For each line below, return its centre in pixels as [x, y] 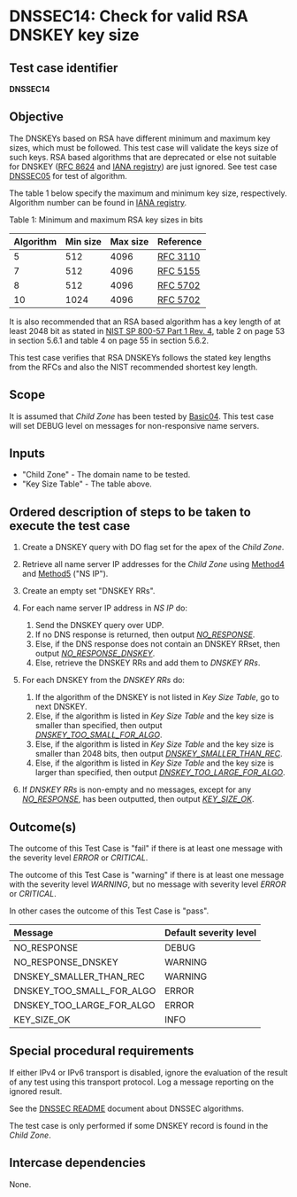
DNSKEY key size [74, 35]
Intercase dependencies [77, 1163]
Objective [37, 117]
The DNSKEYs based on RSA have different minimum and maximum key [140, 138]
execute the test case [70, 526]
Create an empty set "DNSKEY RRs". [88, 591]
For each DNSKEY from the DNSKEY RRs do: [103, 680]
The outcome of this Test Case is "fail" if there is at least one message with [146, 849]
